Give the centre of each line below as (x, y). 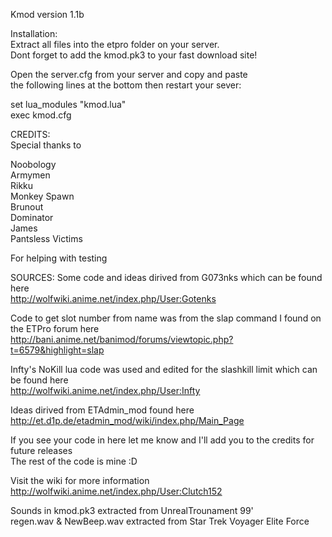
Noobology (33, 164)
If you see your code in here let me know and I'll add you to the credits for (162, 440)
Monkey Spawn (42, 196)
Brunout (27, 207)
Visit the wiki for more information (80, 480)
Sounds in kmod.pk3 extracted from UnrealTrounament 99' (132, 510)
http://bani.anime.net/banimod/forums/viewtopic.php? (122, 339)
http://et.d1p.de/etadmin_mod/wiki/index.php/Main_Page (127, 420)
